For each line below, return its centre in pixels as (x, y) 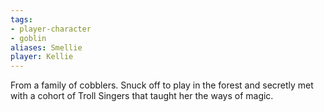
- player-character (51, 29)
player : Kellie (42, 57)
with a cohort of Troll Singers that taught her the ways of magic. (142, 96)
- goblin (28, 38)
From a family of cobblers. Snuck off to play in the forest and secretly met (162, 85)
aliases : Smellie (46, 47)
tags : (21, 19)
